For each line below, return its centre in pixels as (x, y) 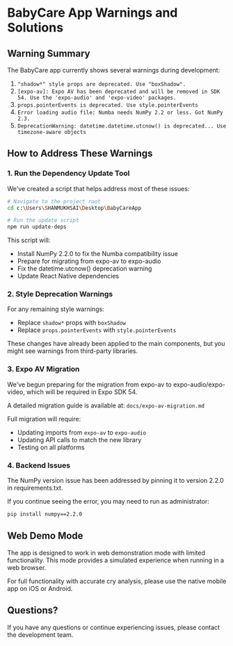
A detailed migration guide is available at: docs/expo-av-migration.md (106, 405)
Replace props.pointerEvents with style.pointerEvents (97, 330)
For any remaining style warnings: (56, 309)
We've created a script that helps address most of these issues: (98, 188)
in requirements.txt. (35, 488)
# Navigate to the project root (54, 201)
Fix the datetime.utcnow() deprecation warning (85, 269)
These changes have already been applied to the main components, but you (116, 344)
